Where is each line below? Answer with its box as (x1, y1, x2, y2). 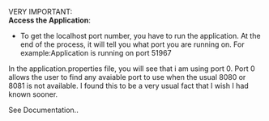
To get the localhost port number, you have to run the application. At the (19, 31, 261, 40)
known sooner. (8, 90, 58, 99)
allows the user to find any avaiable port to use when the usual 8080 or (8, 73, 246, 81)
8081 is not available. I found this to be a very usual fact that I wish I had (8, 81, 249, 90)
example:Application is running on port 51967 (19, 48, 172, 57)
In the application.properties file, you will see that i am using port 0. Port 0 (8, 64, 255, 73)
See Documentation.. (8, 105, 79, 115)
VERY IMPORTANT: (8, 7, 73, 16)
